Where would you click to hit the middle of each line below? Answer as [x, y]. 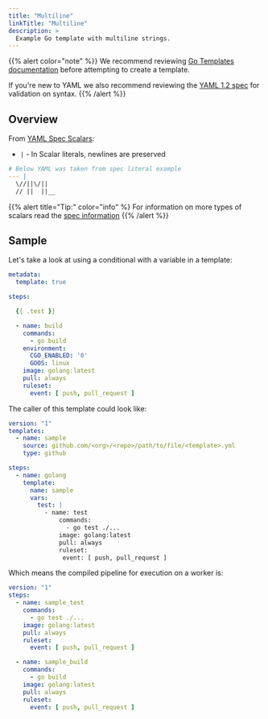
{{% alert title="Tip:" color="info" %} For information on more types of [125, 207]
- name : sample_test [50, 603]
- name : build [39, 326]
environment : [45, 348]
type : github [45, 453]
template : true [41, 283]
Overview [33, 119]
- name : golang [41, 475]
